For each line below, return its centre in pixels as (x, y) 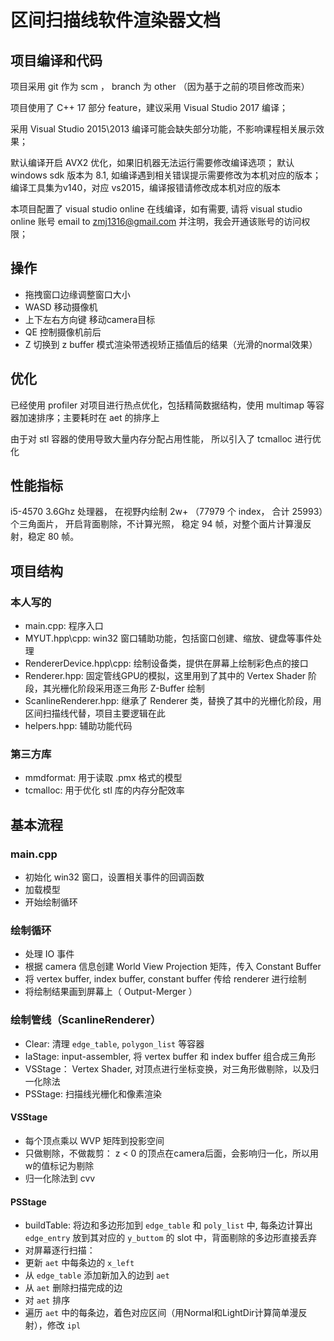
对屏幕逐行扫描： (60, 1250)
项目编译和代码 (56, 60)
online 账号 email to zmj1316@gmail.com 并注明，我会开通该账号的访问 (156, 221)
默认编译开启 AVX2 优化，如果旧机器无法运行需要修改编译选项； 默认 (152, 162)
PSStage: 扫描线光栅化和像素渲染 (93, 1093)
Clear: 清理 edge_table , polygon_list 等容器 (114, 1043)
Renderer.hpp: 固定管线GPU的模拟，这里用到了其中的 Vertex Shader (165, 676)
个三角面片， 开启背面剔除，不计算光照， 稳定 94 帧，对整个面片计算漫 (156, 524)
